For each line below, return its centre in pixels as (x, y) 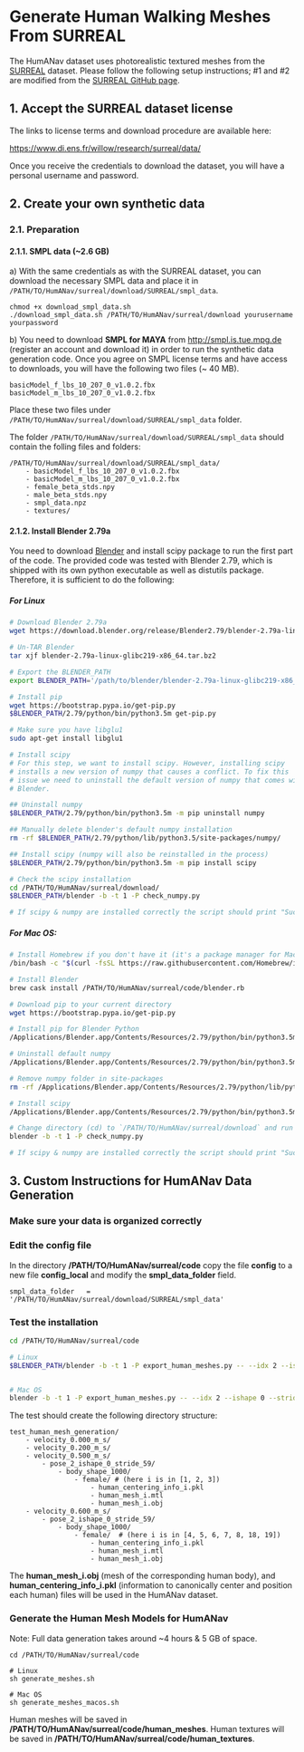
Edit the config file (51, 1246)
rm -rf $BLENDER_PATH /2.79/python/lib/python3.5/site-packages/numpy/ (145, 838)
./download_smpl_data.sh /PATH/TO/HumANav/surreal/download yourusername (152, 315)
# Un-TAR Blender (42, 648)
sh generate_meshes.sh (52, 1679)
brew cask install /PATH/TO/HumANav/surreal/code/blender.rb (127, 988)
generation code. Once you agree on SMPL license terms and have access (148, 359)
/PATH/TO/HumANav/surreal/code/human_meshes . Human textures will (147, 1728)
